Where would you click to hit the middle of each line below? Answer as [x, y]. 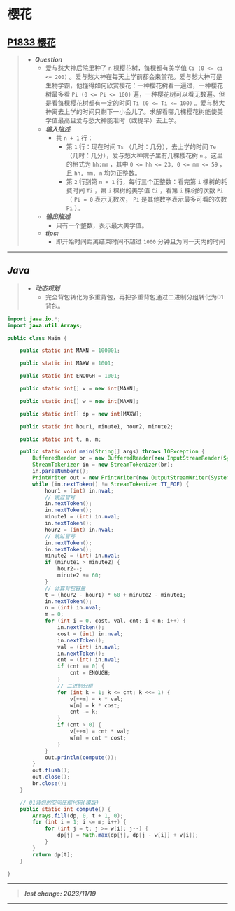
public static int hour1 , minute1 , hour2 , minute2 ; [97, 426]
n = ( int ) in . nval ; [73, 608]
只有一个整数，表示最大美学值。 [102, 225]
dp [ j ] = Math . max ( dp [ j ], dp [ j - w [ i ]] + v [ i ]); [128, 835]
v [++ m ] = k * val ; [97, 699]
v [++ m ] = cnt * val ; [100, 732]
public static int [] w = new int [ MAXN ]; [79, 401]
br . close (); [50, 784]
